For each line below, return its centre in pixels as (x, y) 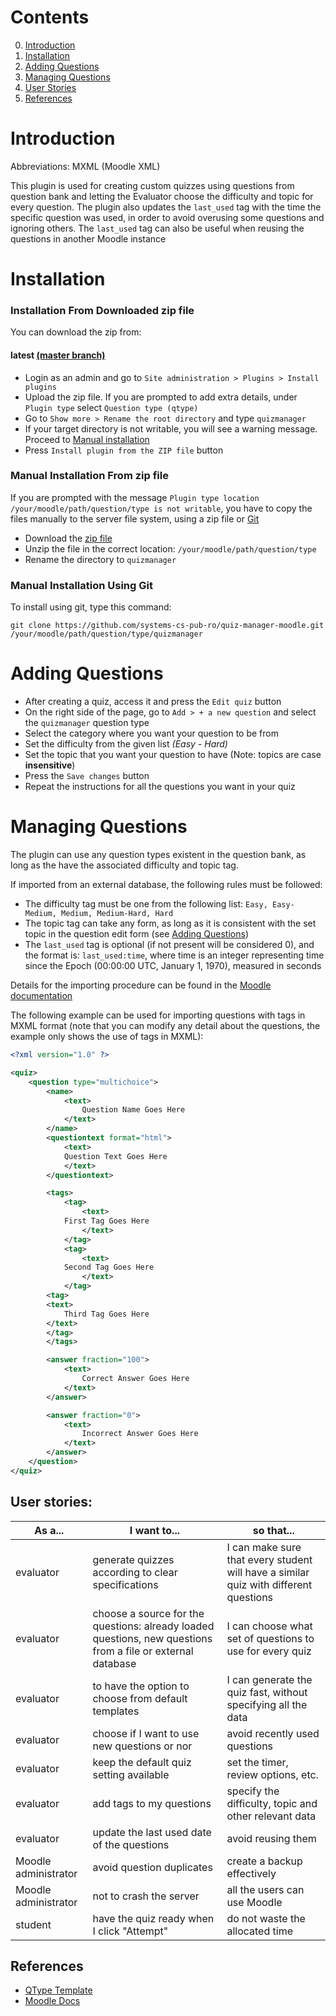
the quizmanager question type (87, 723)
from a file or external (143, 1651)
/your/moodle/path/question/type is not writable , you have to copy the (161, 508)
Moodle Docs (52, 2001)
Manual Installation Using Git (81, 585)
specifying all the (267, 1704)
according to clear (135, 1572)
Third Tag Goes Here (106, 1314)
